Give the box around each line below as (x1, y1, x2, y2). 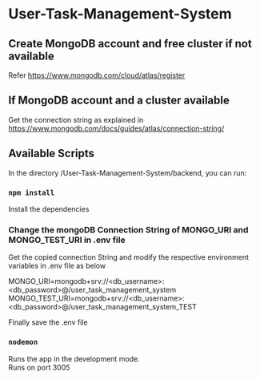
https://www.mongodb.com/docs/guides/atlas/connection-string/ (8, 123, 225, 133)
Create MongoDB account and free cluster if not (8, 37, 252, 51)
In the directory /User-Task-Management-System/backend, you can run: (8, 168, 247, 177)
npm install (8, 188, 55, 197)
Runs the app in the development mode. (8, 354, 140, 363)
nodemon (8, 338, 38, 347)
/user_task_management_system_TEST (68, 302, 198, 312)
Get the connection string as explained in (8, 115, 144, 124)
